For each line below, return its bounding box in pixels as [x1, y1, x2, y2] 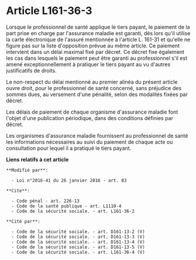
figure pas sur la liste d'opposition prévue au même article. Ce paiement [6, 42, 180, 49]
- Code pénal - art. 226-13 [11, 198, 80, 204]
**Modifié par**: [6, 167, 49, 173]
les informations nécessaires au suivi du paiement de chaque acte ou [6, 138, 173, 145]
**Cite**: [6, 187, 30, 194]
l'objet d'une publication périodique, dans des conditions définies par [6, 114, 174, 121]
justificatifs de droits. [6, 67, 57, 74]
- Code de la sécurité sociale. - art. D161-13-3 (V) [11, 234, 145, 240]
